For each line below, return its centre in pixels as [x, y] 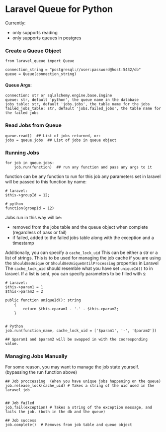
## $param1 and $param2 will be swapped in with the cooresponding [77, 340]
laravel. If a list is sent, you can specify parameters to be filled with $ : [76, 274]
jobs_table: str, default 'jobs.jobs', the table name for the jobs [78, 104]
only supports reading [35, 32]
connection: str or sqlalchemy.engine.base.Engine [59, 95]
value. [12, 344]
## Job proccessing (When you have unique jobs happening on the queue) [83, 381]
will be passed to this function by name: [46, 182]
